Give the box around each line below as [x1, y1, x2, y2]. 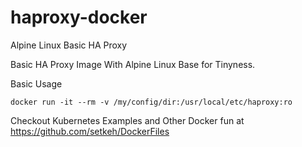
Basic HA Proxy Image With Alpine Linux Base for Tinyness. [10, 58, 256, 70]
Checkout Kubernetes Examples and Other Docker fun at [10, 114, 245, 126]
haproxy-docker [10, 6, 148, 29]
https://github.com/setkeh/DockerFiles [10, 125, 170, 137]
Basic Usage [10, 77, 63, 90]
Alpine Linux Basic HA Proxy [10, 39, 128, 51]
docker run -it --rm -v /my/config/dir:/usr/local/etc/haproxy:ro [10, 97, 293, 107]
